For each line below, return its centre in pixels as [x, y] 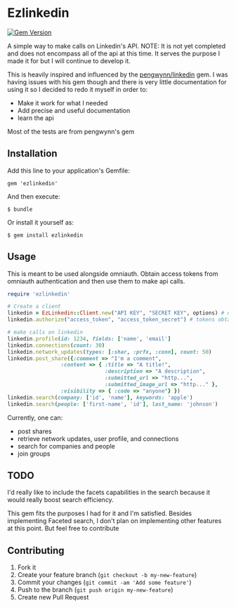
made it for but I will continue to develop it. [69, 60]
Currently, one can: [35, 417]
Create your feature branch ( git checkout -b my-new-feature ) [107, 575]
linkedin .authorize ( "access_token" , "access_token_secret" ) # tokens [111, 320]
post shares [34, 431]
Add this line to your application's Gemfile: [68, 171]
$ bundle [20, 209]
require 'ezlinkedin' [39, 294]
